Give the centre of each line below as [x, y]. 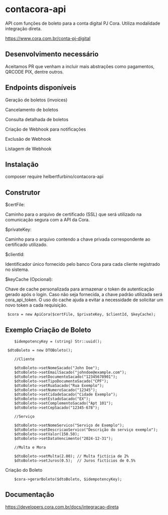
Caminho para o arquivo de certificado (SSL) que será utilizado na [73, 214]
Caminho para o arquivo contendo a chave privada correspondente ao [78, 239]
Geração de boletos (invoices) [36, 100]
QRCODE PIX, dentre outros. [35, 72]
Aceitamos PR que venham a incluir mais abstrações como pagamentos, [80, 66]
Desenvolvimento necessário [52, 54]
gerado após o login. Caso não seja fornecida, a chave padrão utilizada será [84, 295]
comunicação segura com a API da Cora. [48, 220]
